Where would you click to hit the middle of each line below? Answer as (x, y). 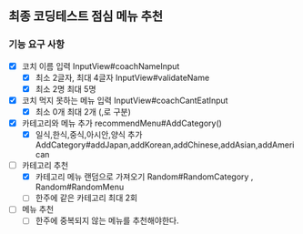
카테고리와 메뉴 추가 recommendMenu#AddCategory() (121, 123)
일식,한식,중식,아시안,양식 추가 (89, 135)
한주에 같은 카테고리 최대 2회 (86, 198)
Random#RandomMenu (80, 187)
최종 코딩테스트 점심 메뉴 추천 (86, 16)
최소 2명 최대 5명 (66, 88)
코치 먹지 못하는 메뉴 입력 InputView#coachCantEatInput (125, 100)
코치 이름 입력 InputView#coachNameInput (101, 66)
